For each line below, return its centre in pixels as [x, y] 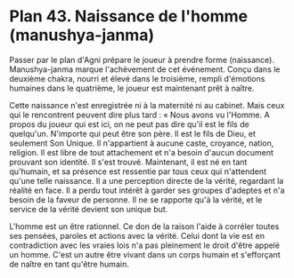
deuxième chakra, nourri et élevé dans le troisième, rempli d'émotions [137, 78]
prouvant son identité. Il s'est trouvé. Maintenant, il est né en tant [128, 162]
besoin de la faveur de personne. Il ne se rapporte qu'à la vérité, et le [136, 199]
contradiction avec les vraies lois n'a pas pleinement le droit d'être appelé [145, 245]
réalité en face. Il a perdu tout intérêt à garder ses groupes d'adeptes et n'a [147, 190]
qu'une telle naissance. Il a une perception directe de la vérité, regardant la [147, 180]
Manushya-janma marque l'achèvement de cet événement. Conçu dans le [145, 69]
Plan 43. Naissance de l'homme [129, 16]
